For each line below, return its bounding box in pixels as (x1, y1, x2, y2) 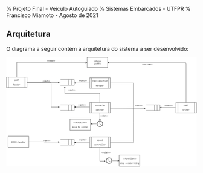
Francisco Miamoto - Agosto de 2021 (6, 11, 98, 19)
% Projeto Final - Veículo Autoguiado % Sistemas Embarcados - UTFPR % (6, 5, 191, 12)
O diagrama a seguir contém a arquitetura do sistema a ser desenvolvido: (6, 45, 189, 52)
